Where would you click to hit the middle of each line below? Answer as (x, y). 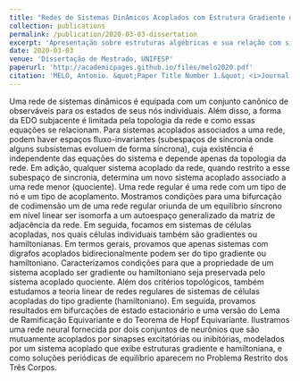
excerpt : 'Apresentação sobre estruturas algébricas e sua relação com (145, 42)
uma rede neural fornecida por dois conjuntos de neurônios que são (134, 329)
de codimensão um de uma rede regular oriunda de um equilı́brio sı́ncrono (146, 206)
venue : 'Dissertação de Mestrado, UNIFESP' (92, 59)
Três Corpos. (33, 367)
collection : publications (57, 26)
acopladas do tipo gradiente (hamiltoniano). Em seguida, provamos (133, 301)
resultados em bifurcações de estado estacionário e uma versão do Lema (145, 310)
